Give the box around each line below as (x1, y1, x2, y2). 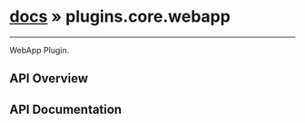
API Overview (9, 71, 89, 87)
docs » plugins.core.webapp (9, 6, 231, 27)
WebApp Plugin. (9, 44, 70, 55)
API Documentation (9, 101, 123, 117)
